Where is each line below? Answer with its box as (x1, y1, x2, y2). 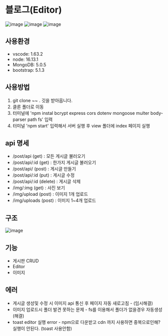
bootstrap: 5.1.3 (12, 67, 44, 73)
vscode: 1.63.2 (12, 51, 43, 57)
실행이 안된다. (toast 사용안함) (12, 325, 72, 331)
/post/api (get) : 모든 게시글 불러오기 (12, 153, 86, 159)
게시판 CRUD (12, 258, 39, 264)
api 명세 (5, 139, 29, 147)
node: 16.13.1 (12, 56, 39, 62)
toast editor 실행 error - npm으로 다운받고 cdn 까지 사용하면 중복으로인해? (12, 319, 160, 325)
